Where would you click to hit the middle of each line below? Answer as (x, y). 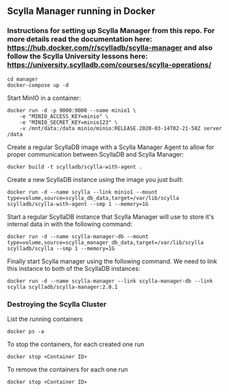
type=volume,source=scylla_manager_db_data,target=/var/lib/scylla (106, 242)
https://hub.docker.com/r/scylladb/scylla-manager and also (110, 48)
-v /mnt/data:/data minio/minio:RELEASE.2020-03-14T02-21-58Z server (121, 128)
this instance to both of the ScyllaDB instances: (74, 268)
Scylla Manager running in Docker (81, 11)
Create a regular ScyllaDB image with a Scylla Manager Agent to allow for (111, 147)
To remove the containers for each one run (68, 369)
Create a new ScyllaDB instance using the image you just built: (95, 179)
